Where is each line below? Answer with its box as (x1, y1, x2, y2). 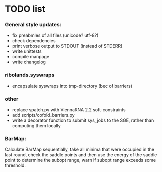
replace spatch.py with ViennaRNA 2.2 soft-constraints (12, 107, 126, 113)
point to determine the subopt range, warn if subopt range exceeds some (5, 157, 156, 163)
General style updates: (5, 21, 62, 28)
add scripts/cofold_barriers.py (12, 112, 75, 118)
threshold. (5, 162, 26, 168)
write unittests (12, 48, 42, 54)
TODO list (5, 3, 46, 15)
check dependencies (12, 38, 56, 44)
